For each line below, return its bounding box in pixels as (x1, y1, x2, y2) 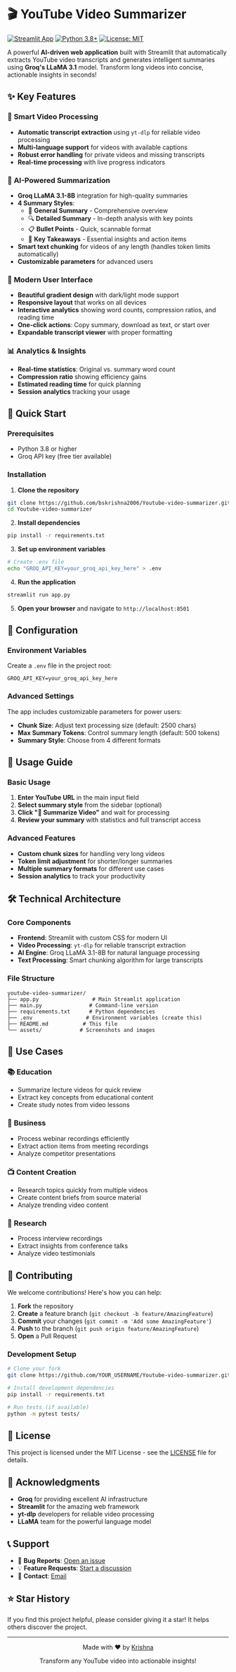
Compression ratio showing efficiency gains (17, 372, 147, 381)
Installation (7, 470, 47, 480)
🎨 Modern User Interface (7, 274, 93, 284)
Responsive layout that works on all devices (17, 298, 147, 307)
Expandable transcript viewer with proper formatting (17, 328, 173, 337)
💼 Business (7, 1118, 46, 1128)
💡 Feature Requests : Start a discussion (17, 1564, 132, 1573)
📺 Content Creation (7, 1167, 77, 1177)
